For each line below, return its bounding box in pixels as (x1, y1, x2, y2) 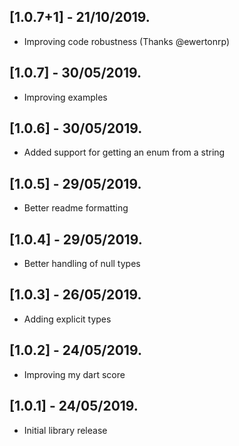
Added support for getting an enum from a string (23, 146, 226, 159)
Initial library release (23, 424, 108, 436)
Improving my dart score (23, 368, 126, 380)
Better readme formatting (23, 202, 129, 214)
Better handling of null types (23, 258, 141, 270)
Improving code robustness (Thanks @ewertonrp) (23, 35, 231, 47)
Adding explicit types (23, 313, 112, 325)
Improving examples (23, 91, 108, 103)
